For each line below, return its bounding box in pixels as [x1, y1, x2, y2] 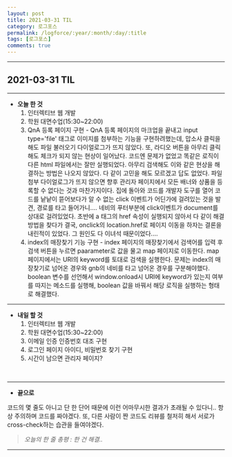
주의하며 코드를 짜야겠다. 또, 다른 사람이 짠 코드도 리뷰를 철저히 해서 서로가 [14, 411, 215, 420]
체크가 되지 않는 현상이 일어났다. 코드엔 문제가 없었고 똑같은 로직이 [40, 151, 220, 159]
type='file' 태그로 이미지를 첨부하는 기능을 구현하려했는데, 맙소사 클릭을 [27, 134, 221, 142]
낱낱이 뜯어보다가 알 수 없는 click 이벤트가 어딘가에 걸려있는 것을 [40, 195, 214, 203]
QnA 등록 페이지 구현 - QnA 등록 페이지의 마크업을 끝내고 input [27, 126, 198, 134]
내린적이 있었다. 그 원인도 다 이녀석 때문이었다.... [27, 229, 158, 237]
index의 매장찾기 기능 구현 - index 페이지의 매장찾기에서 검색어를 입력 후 [27, 237, 223, 246]
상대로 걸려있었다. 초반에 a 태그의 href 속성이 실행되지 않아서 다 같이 [27, 212, 212, 220]
